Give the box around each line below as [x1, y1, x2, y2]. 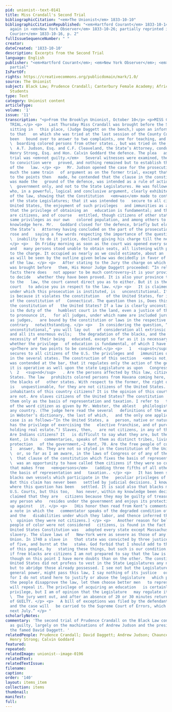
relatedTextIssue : [5, 661, 45, 666]
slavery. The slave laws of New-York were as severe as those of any [10, 532, 166, 538]
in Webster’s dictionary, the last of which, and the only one [10, 413, 153, 418]
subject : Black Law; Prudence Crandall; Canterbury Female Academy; [5, 84, 155, 89]
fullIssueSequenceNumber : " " [5, 36, 70, 42]
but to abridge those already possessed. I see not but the [10, 565, 141, 571]
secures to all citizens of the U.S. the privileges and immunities [10, 351, 164, 356]
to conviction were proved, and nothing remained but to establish [10, 160, 161, 165]
